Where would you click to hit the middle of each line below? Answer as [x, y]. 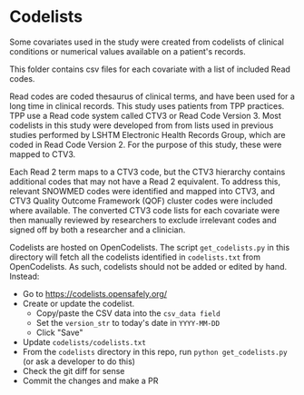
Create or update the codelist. [78, 303]
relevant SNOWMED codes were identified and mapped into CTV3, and [142, 191]
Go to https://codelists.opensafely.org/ [95, 293]
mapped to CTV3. [43, 154]
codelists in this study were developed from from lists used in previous [142, 125]
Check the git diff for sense [74, 370]
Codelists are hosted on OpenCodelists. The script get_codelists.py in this [150, 247]
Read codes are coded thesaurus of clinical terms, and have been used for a [152, 96]
